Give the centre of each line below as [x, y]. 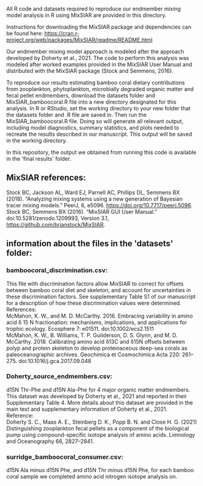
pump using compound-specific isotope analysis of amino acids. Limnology [101, 434]
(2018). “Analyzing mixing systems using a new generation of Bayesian [95, 199]
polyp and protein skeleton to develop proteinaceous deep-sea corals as [97, 348]
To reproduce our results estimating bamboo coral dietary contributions [95, 82]
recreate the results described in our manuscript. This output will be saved [99, 134]
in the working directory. [37, 141]
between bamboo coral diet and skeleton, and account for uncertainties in [98, 290]
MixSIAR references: [46, 178]
